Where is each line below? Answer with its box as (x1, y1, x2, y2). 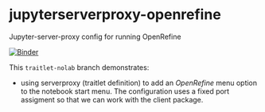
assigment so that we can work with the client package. (20, 95, 204, 104)
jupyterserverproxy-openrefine (9, 6, 221, 24)
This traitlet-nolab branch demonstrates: (9, 62, 150, 72)
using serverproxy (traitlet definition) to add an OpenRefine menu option (20, 78, 258, 87)
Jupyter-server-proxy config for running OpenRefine (9, 32, 181, 41)
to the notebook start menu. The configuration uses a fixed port (20, 86, 230, 96)
